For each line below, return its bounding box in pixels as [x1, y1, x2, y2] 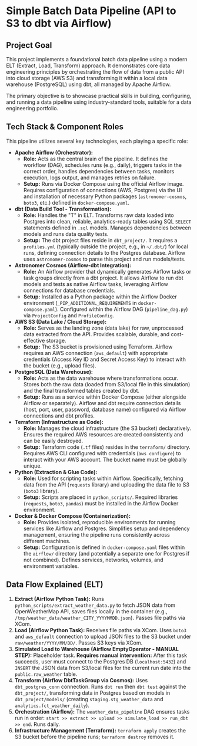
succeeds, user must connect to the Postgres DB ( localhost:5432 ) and [14, 658, 186, 665]
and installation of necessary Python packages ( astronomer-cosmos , [23, 193, 187, 200]
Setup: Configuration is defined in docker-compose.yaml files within [23, 544, 185, 551]
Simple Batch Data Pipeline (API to [6, 4, 176, 18]
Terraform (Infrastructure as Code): [14, 418, 104, 425]
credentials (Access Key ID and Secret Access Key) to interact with [23, 356, 186, 363]
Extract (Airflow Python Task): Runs [14, 595, 105, 602]
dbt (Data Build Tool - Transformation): [14, 205, 112, 212]
